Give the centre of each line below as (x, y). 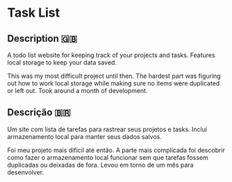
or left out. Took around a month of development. (77, 91)
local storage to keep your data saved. (62, 63)
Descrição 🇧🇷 (39, 113)
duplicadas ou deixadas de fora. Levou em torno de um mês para (100, 165)
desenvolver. (25, 172)
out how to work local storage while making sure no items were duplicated (114, 83)
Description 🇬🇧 (42, 39)
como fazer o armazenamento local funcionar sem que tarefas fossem (108, 157)
